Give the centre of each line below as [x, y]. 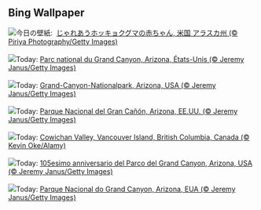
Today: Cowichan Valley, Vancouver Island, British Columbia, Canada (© [133, 137]
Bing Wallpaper [46, 13]
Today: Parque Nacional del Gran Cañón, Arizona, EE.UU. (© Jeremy [127, 111]
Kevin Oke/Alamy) [37, 145]
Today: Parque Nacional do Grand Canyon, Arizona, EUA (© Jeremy [126, 189]
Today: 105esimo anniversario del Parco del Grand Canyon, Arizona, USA [134, 163]
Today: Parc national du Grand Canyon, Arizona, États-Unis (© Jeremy [130, 59]
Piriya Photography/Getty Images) [63, 42]
